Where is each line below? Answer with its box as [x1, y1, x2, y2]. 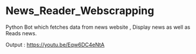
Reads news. [5, 29, 37, 36]
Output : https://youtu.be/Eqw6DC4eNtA [5, 41, 105, 48]
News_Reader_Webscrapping [5, 4, 155, 18]
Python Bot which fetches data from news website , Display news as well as [5, 23, 191, 31]
